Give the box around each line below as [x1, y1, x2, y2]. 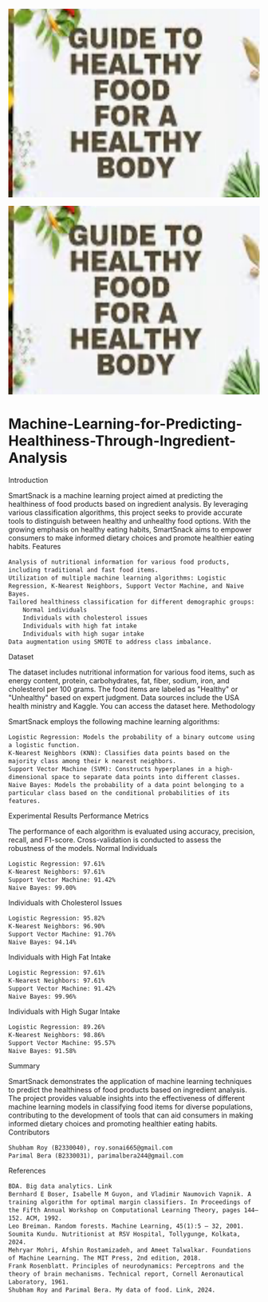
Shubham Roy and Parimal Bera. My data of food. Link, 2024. [8, 1286, 216, 1294]
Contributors [8, 1127, 50, 1137]
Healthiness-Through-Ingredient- [8, 432, 237, 450]
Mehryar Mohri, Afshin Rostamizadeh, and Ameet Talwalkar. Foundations [8, 1246, 251, 1254]
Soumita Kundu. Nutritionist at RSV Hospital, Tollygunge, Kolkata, [8, 1230, 241, 1238]
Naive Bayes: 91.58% [8, 1047, 77, 1055]
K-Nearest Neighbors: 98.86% [8, 1031, 105, 1039]
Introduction [8, 475, 49, 485]
